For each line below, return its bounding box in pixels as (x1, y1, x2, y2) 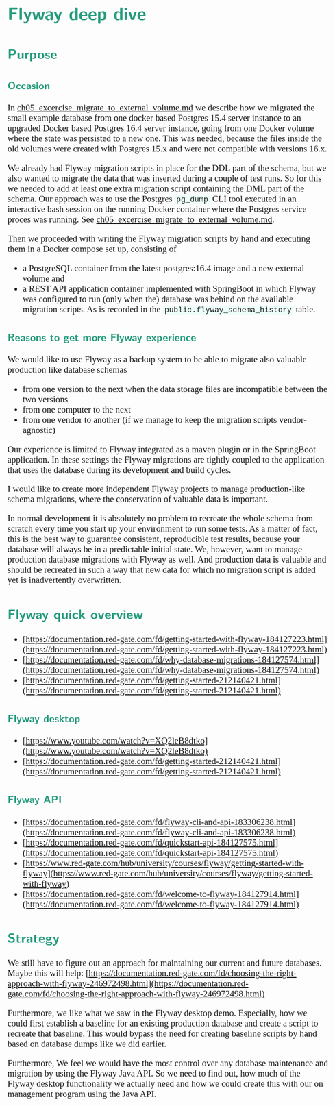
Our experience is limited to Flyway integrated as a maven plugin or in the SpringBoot (7, 443, 317, 454)
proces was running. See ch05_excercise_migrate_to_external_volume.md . (7, 214, 275, 225)
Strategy (7, 927, 60, 947)
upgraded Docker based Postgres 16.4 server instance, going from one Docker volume (7, 123, 314, 134)
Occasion (7, 77, 51, 93)
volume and (22, 273, 65, 284)
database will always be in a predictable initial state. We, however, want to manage (7, 543, 303, 554)
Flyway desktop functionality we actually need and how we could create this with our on (7, 1078, 323, 1089)
